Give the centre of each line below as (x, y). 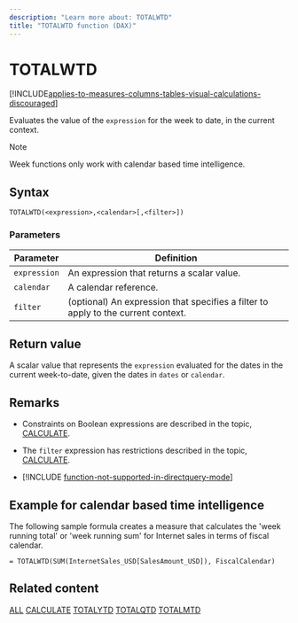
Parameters (35, 235)
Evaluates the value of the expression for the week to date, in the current (142, 121)
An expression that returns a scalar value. (154, 273)
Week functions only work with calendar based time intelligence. (127, 164)
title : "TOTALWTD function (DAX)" (73, 26)
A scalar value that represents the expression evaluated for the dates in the (146, 365)
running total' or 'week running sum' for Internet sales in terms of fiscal (139, 535)
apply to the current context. (127, 313)
